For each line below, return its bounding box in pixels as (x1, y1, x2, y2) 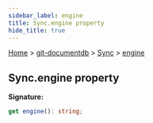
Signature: (8, 92, 44, 102)
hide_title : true (8, 26, 66, 34)
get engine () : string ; (8, 108, 83, 116)
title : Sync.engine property (8, 19, 105, 27)
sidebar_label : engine (8, 11, 83, 20)
